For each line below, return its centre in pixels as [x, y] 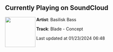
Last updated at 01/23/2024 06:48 [71, 38]
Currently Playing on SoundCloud [57, 8]
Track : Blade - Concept [60, 29]
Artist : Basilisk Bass [56, 19]
